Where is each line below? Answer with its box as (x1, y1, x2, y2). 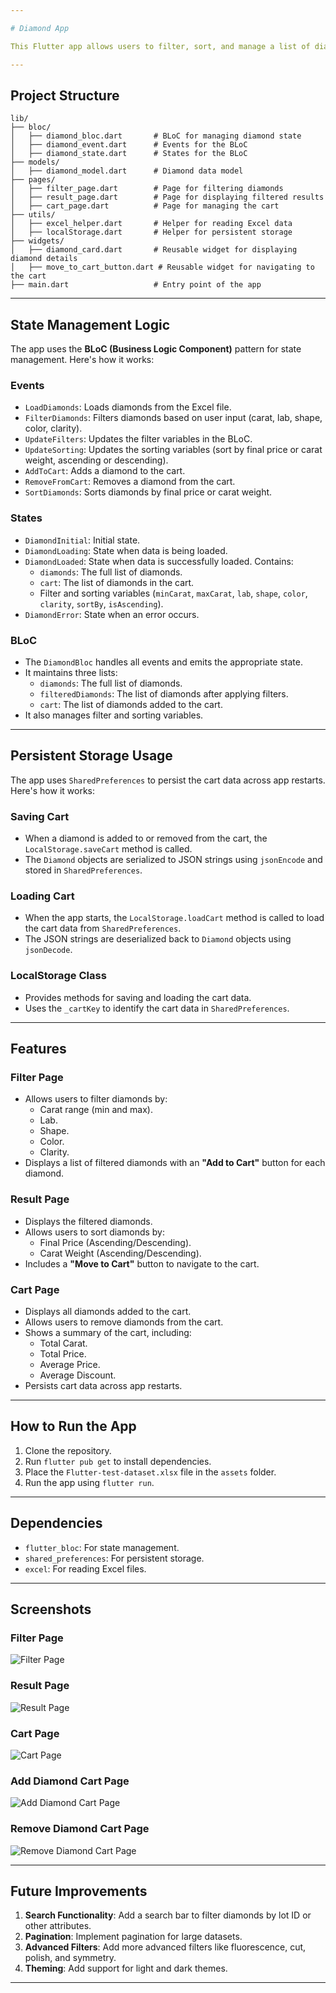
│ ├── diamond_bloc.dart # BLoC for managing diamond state (10, 131, 302, 141)
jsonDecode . (24, 944, 73, 956)
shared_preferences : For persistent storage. (24, 1552, 205, 1564)
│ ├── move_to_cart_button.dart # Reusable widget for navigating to (10, 262, 315, 273)
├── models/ (10, 157, 60, 168)
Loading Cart (10, 889, 75, 903)
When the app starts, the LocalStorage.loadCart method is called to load (24, 912, 325, 924)
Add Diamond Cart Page (10, 1774, 130, 1788)
